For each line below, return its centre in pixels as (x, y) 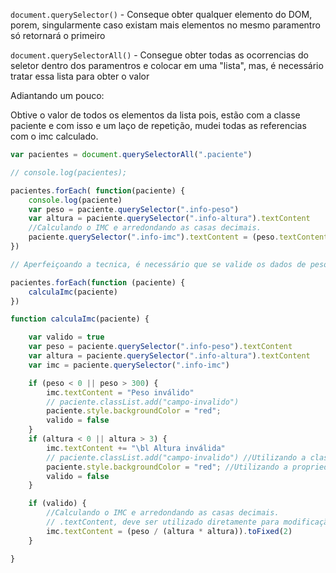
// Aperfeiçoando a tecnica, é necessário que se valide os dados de (158, 264)
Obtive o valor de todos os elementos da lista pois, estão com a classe (155, 115)
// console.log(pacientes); (69, 172)
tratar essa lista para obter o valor (80, 76)
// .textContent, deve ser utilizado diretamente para (163, 522)
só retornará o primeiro (58, 35)
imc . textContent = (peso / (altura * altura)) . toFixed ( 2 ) (169, 531)
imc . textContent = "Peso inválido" (120, 392)
